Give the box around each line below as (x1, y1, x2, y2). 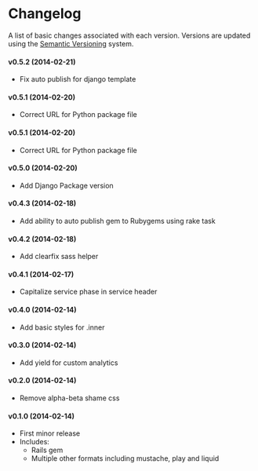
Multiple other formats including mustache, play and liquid (31, 454, 220, 463)
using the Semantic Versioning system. (8, 38, 134, 48)
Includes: (19, 437, 49, 447)
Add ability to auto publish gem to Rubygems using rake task (19, 216, 216, 225)
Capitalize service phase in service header (19, 287, 158, 297)
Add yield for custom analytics (19, 358, 118, 367)
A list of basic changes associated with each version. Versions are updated (8, 31, 251, 40)
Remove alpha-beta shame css (19, 393, 120, 403)
